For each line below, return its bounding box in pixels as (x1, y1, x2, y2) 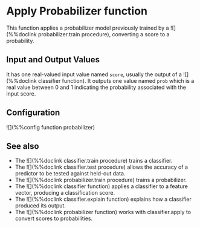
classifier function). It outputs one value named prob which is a (38, 77, 195, 84)
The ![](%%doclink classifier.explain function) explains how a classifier (15, 195, 192, 203)
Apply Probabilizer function (6, 4, 148, 18)
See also (6, 141, 39, 151)
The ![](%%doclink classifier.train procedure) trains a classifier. (15, 157, 173, 164)
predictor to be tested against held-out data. (15, 170, 126, 177)
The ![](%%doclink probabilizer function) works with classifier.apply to (15, 209, 192, 216)
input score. (6, 90, 36, 97)
